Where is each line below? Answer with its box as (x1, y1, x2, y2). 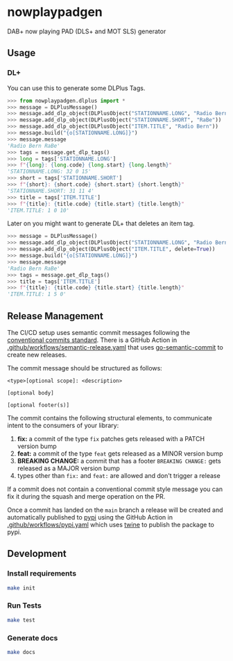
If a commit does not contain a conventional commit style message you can (7, 485, 223, 493)
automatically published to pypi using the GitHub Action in (7, 513, 173, 521)
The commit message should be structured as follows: (7, 363, 163, 372)
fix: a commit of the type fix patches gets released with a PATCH (17, 434, 205, 443)
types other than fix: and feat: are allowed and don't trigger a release (17, 471, 221, 479)
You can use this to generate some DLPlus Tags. (7, 84, 146, 92)
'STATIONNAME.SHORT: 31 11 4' (7, 187, 95, 194)
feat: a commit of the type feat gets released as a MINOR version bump (17, 449, 223, 458)
